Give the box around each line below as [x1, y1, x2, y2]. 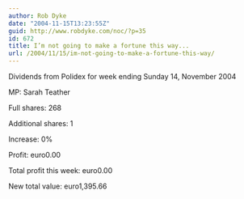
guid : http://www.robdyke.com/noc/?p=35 [8, 27, 147, 35]
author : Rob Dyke [8, 11, 67, 20]
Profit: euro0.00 [8, 150, 61, 159]
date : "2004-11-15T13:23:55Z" [8, 19, 111, 28]
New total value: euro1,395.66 [8, 181, 107, 191]
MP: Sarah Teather [8, 87, 71, 97]
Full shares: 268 [8, 103, 62, 112]
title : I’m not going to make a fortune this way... [8, 42, 190, 50]
